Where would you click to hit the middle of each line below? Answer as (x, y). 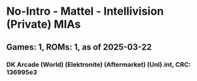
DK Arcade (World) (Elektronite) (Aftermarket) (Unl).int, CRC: (99, 64)
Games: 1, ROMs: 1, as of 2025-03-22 (79, 47)
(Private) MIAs (44, 24)
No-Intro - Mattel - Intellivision (85, 11)
